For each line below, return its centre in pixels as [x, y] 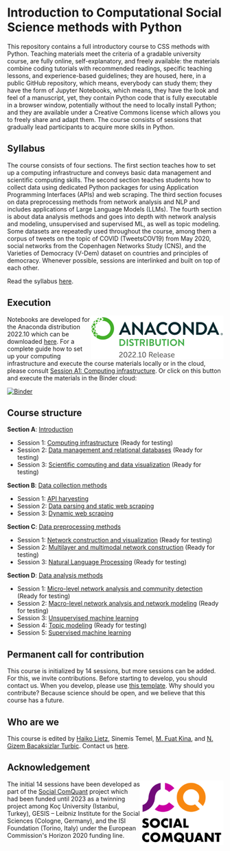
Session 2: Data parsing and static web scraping [85, 506]
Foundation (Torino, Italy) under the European [71, 828]
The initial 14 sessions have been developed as [74, 784]
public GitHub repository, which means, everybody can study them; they [110, 83]
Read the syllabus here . [41, 281]
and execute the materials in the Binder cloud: [72, 378]
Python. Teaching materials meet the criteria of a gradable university [104, 54]
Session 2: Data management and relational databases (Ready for [110, 450]
